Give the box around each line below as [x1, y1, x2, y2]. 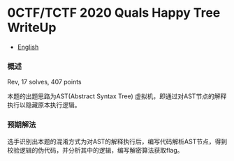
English [17, 43, 39, 51]
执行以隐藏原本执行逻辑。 [7, 101, 81, 109]
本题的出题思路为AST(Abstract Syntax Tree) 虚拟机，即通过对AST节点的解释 [7, 92, 227, 100]
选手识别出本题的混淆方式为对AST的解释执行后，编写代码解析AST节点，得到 [7, 137, 228, 146]
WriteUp [7, 20, 57, 36]
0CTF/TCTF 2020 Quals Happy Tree [7, 5, 221, 21]
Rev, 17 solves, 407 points [7, 78, 82, 86]
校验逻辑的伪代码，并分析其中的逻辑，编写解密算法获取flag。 [7, 146, 184, 154]
